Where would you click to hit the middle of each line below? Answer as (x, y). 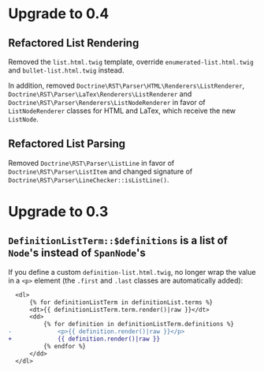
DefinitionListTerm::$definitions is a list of (118, 240)
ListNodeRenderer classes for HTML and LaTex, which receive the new (122, 111)
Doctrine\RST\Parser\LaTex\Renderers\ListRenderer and (100, 94)
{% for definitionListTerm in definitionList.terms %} (121, 302)
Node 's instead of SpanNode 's (77, 253)
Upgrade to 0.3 (58, 212)
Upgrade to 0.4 (59, 14)
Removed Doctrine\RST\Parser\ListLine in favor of (91, 163)
